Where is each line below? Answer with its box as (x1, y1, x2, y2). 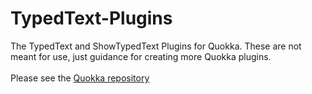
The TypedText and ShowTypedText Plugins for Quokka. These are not (10, 40, 302, 52)
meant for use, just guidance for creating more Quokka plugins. (10, 50, 272, 62)
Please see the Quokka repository (10, 72, 150, 84)
